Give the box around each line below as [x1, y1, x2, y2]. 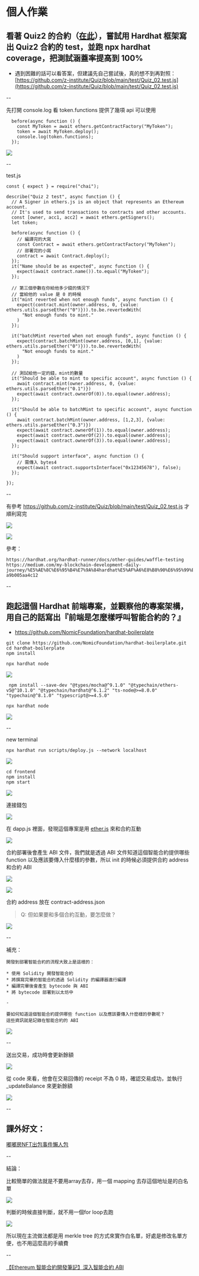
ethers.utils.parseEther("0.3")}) [6, 422, 92, 428]
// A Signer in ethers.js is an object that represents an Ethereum [11, 199, 184, 205]
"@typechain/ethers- [128, 682, 179, 688]
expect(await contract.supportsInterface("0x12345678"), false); [17, 465, 182, 471]
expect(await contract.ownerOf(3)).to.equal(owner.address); [17, 438, 171, 443]
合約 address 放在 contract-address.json [6, 898, 105, 905]
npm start [6, 779, 31, 785]
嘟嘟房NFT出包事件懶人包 [6, 1140, 69, 1148]
